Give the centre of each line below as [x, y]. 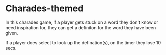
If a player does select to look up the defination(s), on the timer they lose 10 [83, 42]
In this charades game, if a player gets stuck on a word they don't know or [82, 22]
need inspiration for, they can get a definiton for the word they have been [81, 27]
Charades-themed [44, 9]
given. [12, 33]
